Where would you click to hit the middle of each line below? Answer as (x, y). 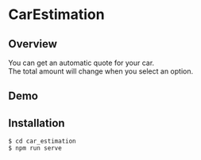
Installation (37, 123)
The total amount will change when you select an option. (100, 71)
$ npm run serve (35, 148)
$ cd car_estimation (43, 141)
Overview (33, 44)
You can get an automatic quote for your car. (81, 63)
